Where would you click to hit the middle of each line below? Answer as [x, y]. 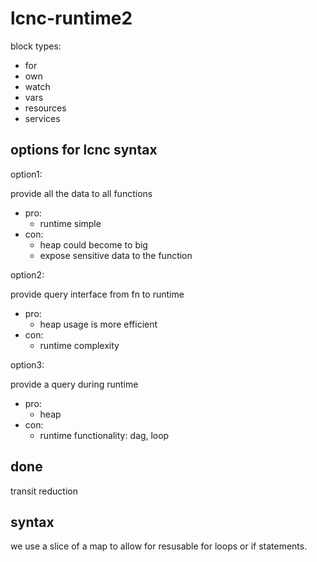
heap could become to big [93, 244]
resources [45, 108]
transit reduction [44, 491]
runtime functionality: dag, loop [104, 435]
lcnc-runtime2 [71, 18]
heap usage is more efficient [98, 324]
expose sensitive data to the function [116, 255]
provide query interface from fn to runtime [97, 294]
